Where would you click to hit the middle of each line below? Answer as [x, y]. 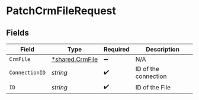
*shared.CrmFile [75, 59]
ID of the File [153, 87]
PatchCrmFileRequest [61, 11]
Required [117, 49]
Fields [18, 33]
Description [163, 49]
